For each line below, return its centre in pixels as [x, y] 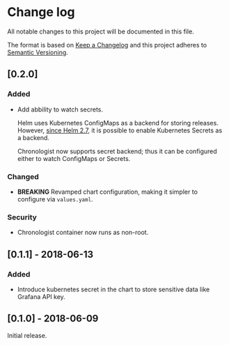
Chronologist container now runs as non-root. [83, 232]
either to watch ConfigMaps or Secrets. [74, 158]
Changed [23, 176]
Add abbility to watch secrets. [60, 109]
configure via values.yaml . [55, 199]
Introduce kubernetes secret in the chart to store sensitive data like [113, 289]
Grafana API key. [41, 296]
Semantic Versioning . [38, 52]
